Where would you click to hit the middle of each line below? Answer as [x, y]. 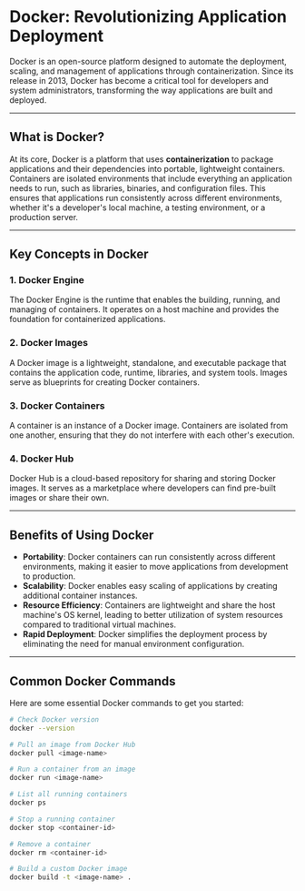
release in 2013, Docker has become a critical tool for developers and [139, 80]
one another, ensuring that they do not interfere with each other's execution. [152, 435]
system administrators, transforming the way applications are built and [141, 90]
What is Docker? [57, 137]
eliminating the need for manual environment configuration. [133, 644]
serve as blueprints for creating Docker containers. [105, 382]
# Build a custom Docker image [69, 869]
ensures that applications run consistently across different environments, [146, 197]
